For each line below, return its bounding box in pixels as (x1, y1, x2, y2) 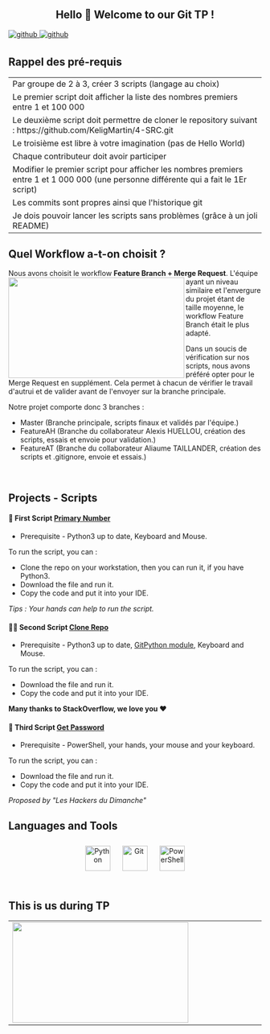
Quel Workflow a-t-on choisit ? (8, 247, 166, 262)
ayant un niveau (186, 277, 239, 286)
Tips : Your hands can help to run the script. (8, 604, 154, 614)
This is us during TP (8, 899, 110, 912)
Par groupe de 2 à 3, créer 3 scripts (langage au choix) (12, 78, 220, 89)
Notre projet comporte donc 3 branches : (8, 402, 145, 412)
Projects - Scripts (8, 491, 98, 505)
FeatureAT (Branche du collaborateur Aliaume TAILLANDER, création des (19, 443, 261, 453)
